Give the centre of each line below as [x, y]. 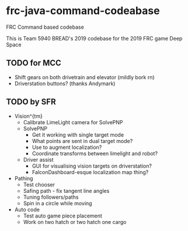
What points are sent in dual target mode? [82, 141]
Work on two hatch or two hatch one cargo [75, 222]
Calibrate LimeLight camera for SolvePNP [73, 122]
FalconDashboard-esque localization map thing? [90, 172]
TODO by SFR [31, 102]
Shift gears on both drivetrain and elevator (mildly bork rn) [84, 77]
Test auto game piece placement [62, 216]
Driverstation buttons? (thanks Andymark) [65, 83]
